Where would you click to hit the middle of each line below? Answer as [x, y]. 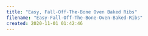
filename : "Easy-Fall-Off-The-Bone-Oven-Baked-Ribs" [75, 18]
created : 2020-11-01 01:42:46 [45, 23]
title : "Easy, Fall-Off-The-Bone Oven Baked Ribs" [72, 12]
